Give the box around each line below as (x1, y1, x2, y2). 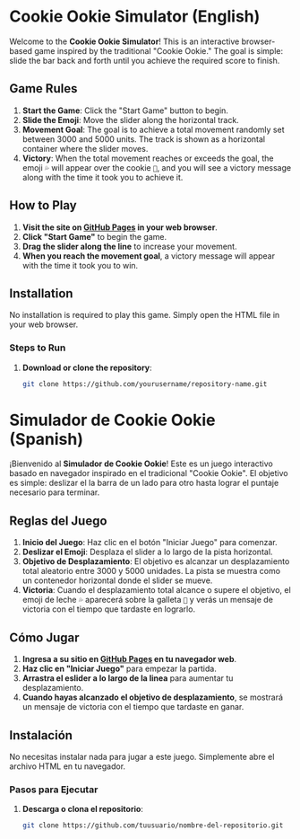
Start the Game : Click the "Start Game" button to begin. (21, 105, 228, 116)
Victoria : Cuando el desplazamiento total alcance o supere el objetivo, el (21, 585, 291, 596)
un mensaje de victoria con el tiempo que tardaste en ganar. (21, 702, 244, 712)
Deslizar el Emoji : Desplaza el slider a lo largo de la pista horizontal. (21, 546, 273, 558)
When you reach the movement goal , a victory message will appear (21, 250, 276, 261)
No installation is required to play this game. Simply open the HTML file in (9, 310, 280, 321)
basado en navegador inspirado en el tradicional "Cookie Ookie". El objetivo (9, 468, 288, 479)
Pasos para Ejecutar (9, 783, 99, 796)
